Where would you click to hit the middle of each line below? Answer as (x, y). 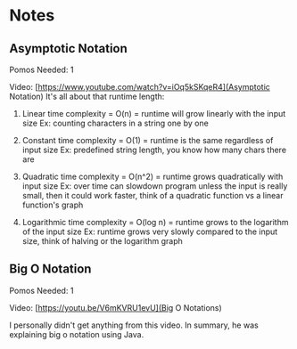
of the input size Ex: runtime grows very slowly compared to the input (150, 231)
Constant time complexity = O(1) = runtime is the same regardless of (148, 140)
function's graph (53, 205)
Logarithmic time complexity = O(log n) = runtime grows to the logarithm (155, 222)
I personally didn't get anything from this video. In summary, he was (134, 325)
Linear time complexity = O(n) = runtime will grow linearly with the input (154, 114)
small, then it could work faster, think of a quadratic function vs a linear (153, 195)
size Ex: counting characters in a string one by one (115, 123)
